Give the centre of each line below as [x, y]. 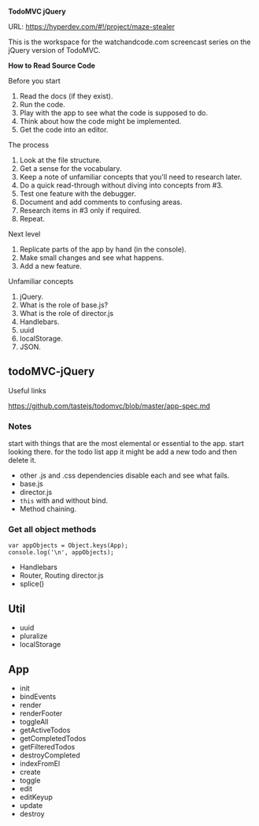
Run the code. [42, 104]
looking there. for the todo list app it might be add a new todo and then [123, 452]
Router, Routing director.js [61, 575]
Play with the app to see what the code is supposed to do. [114, 113]
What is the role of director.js [67, 313]
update [31, 806]
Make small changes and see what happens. [92, 258]
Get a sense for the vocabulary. [70, 168]
